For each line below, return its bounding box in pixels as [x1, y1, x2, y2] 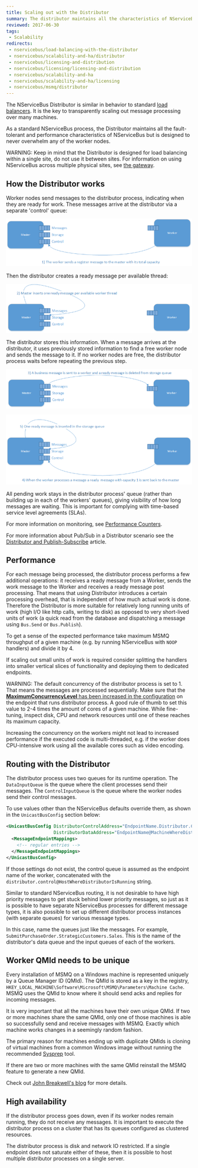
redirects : [6, 41, 33, 47]
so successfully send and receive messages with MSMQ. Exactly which [6, 1020, 180, 1027]
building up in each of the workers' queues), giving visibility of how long [6, 496, 181, 503]
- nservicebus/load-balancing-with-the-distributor [8, 47, 138, 53]
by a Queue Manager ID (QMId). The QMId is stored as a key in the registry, [6, 977, 189, 984]
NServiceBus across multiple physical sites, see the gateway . [6, 162, 155, 169]
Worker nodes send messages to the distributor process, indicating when [6, 194, 184, 201]
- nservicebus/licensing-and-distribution [8, 59, 115, 65]
